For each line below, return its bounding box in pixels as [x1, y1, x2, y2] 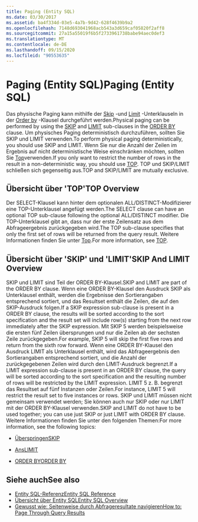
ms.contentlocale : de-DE [6, 42, 67, 48]
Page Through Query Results [14, 509, 85, 516]
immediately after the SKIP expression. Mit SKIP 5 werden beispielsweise [6, 323, 184, 330]
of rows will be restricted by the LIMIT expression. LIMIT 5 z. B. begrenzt [6, 379, 183, 387]
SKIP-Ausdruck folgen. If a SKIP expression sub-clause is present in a [6, 304, 174, 311]
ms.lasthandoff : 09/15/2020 [6, 47, 75, 53]
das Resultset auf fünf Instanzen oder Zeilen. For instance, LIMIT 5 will [6, 386, 176, 393]
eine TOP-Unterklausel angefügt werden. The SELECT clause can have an [6, 205, 184, 213]
